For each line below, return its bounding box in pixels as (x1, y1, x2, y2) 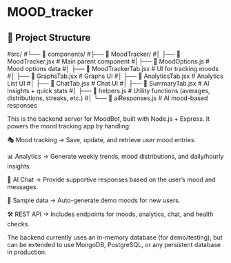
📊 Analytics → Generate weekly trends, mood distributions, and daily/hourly (7, 153, 224, 160)
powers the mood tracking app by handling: (7, 122, 131, 130)
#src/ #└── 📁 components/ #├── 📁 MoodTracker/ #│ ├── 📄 (7, 50, 181, 58)
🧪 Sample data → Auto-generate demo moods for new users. (7, 196, 181, 204)
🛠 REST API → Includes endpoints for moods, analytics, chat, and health (7, 210, 214, 218)
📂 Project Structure (7, 32, 91, 43)
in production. (7, 248, 47, 256)
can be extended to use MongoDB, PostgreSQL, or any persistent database (7, 241, 221, 249)
